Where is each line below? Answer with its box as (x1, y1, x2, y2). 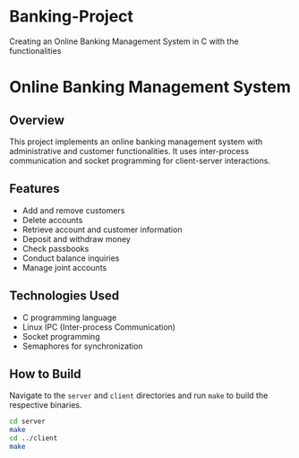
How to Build (9, 366, 82, 382)
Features (9, 181, 60, 196)
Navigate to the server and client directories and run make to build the (9, 390, 269, 401)
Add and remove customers (21, 204, 125, 216)
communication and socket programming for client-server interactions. (9, 155, 271, 166)
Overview (9, 112, 65, 127)
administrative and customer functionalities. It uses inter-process (9, 145, 249, 156)
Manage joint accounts (21, 262, 107, 272)
